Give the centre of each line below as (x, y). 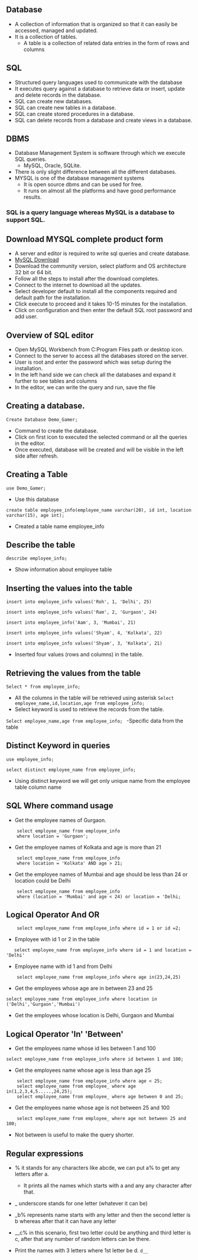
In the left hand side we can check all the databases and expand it (95, 374)
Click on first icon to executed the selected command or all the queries (101, 437)
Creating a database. (46, 406)
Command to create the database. (56, 430)
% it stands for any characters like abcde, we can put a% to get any (97, 1168)
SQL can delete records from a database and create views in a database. (103, 120)
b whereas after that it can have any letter (65, 1221)
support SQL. (26, 220)
